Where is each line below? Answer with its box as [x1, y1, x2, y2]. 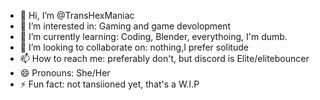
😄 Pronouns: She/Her [19, 67, 111, 79]
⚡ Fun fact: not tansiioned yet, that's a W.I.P [19, 78, 200, 90]
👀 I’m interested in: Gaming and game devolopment [19, 20, 232, 32]
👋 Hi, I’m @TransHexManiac [19, 10, 135, 21]
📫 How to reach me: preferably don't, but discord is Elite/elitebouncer [19, 53, 310, 64]
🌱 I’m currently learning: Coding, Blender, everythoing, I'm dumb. [19, 31, 288, 42]
